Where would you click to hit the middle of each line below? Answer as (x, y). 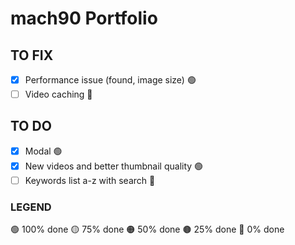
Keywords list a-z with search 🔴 (90, 180)
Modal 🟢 (43, 151)
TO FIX (32, 55)
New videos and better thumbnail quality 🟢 (114, 166)
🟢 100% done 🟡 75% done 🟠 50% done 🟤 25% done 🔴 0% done (147, 229)
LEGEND (31, 207)
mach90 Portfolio (84, 18)
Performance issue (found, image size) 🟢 (110, 80)
